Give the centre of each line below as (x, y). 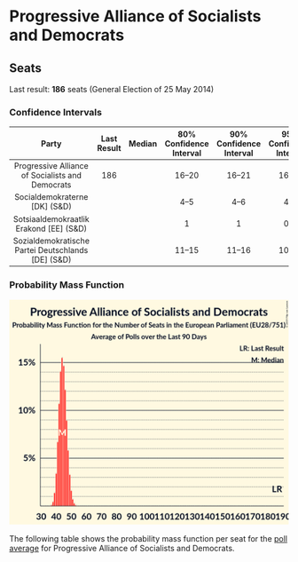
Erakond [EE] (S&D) (51, 228)
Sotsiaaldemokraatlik (51, 218)
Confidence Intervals (55, 112)
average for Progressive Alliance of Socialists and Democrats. (122, 549)
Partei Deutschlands (51, 249)
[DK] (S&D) (51, 207)
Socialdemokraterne (51, 197)
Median (143, 143)
